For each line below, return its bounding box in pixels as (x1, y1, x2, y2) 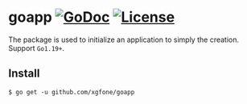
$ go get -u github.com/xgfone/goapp (8, 88, 135, 96)
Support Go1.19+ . (8, 43, 64, 52)
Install (8, 67, 40, 81)
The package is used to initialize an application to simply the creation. (8, 35, 240, 44)
